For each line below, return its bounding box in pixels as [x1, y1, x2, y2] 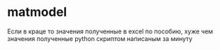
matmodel [7, 4, 68, 20]
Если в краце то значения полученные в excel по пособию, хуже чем [7, 27, 214, 35]
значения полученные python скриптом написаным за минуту [7, 34, 193, 42]
